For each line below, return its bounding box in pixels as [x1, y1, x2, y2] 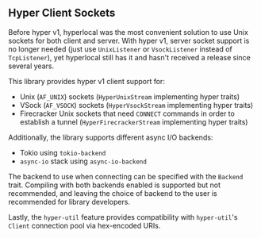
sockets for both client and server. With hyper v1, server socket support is [8, 36, 250, 45]
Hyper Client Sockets [8, 6, 116, 20]
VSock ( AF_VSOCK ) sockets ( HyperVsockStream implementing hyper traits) [19, 100, 254, 109]
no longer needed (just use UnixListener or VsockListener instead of [8, 44, 232, 54]
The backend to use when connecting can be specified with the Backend [8, 171, 244, 181]
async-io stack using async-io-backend [19, 156, 147, 166]
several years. [8, 61, 54, 71]
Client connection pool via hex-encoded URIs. [8, 221, 161, 230]
